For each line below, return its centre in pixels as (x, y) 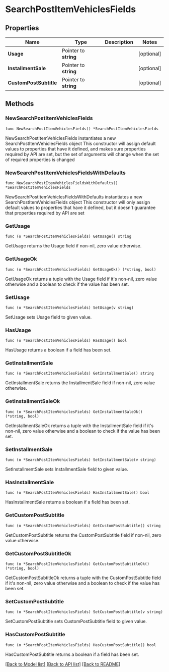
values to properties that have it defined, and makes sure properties (75, 149)
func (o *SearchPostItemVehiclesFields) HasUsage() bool (66, 341)
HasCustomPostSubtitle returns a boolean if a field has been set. (72, 654)
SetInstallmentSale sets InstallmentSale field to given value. (67, 469)
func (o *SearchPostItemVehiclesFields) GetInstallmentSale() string (80, 374)
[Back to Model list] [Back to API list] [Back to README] (63, 664)
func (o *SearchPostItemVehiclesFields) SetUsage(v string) (70, 307)
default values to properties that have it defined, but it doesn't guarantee (80, 208)
